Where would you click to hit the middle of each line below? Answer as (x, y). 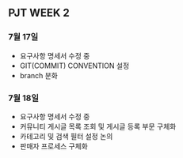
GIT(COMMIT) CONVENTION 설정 (74, 66)
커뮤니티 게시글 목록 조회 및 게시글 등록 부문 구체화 (98, 126)
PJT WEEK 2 (39, 13)
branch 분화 (38, 75)
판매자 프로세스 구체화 (54, 146)
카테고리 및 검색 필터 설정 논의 (66, 136)
